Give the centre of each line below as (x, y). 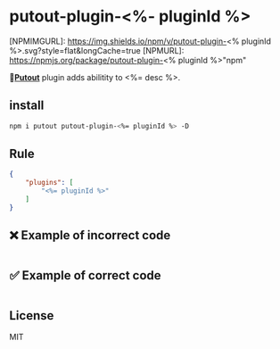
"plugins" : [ (49, 183)
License (32, 316)
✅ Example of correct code (86, 275)
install (27, 106)
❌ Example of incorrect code (90, 235)
